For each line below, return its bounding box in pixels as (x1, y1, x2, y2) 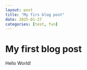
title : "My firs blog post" (5, 12, 65, 17)
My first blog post (5, 44, 82, 55)
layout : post (5, 7, 33, 13)
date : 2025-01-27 (5, 17, 42, 22)
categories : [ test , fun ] (5, 21, 58, 27)
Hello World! (5, 60, 32, 66)
